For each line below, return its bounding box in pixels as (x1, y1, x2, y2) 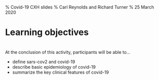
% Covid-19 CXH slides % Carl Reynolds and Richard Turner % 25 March (5, 4, 155, 10)
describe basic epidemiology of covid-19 (12, 64, 96, 70)
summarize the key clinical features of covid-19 (12, 69, 109, 76)
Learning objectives (5, 27, 89, 38)
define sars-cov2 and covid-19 (12, 59, 75, 65)
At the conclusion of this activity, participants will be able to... (5, 49, 130, 55)
